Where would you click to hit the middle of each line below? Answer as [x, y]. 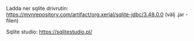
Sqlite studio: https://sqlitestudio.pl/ [49, 32]
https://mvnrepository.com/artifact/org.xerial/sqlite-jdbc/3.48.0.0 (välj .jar [95, 14]
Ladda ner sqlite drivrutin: [37, 8]
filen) [12, 20]
